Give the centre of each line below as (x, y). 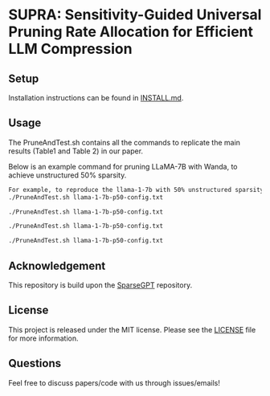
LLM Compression (70, 49)
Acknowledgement (57, 265)
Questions (35, 363)
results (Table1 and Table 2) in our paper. (76, 151)
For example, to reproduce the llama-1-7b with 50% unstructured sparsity (136, 190)
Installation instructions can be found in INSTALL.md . (96, 98)
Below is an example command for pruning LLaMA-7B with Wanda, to (123, 166)
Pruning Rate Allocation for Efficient (131, 32)
